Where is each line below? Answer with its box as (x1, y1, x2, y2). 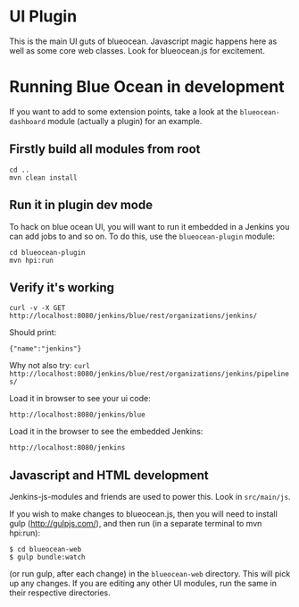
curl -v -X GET (9, 304, 66, 313)
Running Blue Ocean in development (9, 77, 285, 97)
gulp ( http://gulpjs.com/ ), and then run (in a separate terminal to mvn (9, 518, 262, 529)
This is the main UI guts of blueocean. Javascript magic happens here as (9, 36, 278, 46)
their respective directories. (9, 587, 111, 598)
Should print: (9, 327, 57, 338)
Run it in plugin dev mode (9, 198, 154, 213)
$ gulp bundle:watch (9, 552, 87, 562)
